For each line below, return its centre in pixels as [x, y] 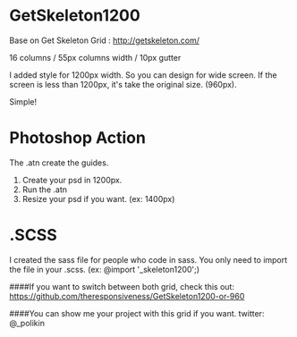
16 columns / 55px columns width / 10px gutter [95, 57]
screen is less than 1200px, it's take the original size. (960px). [123, 84]
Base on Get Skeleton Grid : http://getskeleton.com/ [104, 40]
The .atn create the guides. [59, 163]
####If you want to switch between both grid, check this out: [122, 286]
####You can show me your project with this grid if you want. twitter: [137, 313]
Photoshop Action [77, 138]
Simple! [23, 101]
